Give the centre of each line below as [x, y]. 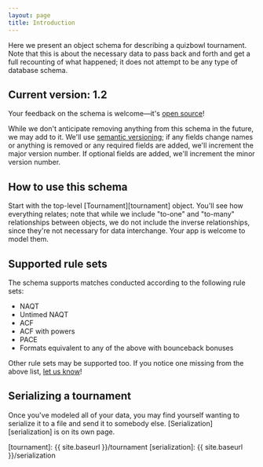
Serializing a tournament [70, 396]
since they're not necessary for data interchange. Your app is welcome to [127, 231]
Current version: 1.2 [58, 95]
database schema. [38, 70]
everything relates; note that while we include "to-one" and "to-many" [122, 214]
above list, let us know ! [45, 371]
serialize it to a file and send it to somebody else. [87, 423]
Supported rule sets [58, 264]
